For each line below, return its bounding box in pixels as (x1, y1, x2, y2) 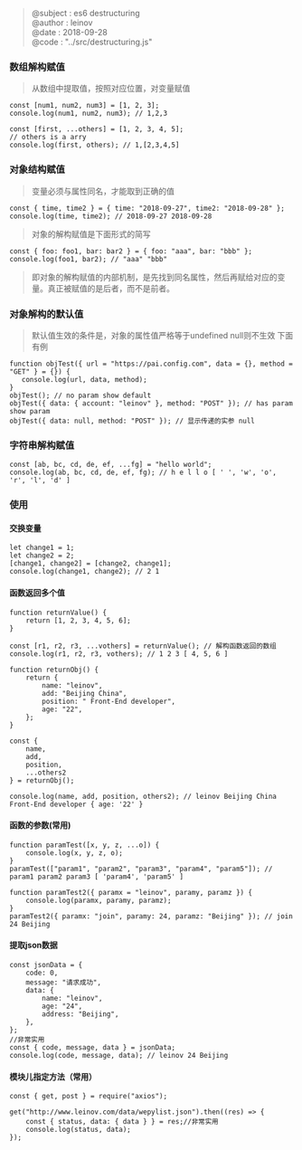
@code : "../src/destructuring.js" (31, 36, 153, 47)
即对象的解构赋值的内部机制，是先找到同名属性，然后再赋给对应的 (31, 271, 278, 282)
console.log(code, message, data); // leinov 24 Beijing (9, 1050, 229, 1060)
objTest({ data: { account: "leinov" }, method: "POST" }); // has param (9, 398, 294, 408)
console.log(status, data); (25, 1126, 131, 1135)
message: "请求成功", (25, 977, 102, 987)
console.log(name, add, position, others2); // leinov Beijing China (9, 792, 278, 801)
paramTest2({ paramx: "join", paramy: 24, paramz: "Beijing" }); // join (9, 911, 294, 921)
